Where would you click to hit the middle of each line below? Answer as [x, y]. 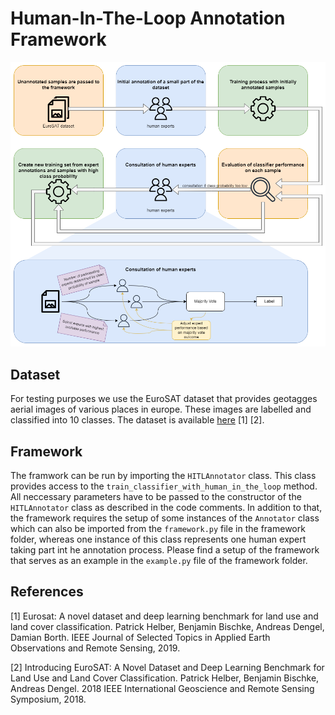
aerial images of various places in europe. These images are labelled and [161, 409]
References [47, 592]
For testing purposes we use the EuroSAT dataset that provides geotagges [164, 399]
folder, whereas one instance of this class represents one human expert [158, 539]
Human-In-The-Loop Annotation [148, 18]
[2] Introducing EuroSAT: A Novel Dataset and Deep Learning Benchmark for [167, 667]
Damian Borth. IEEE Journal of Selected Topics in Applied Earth [140, 637]
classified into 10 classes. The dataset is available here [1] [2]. [137, 420]
